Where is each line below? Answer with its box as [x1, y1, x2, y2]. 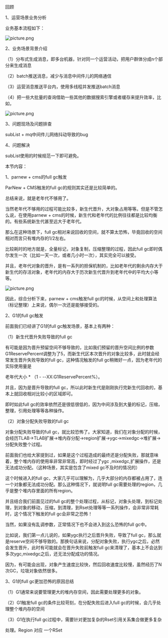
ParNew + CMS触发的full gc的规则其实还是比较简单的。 [5, 185, 120, 191]
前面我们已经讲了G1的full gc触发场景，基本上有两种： [5, 323, 115, 329]
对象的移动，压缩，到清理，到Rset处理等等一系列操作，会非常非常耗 [18, 504, 159, 510]
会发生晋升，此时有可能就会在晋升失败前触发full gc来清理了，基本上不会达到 [5, 544, 162, 550]
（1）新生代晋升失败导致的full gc [5, 334, 72, 340]
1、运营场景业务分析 [5, 15, 46, 21]
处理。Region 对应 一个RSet [5, 627, 62, 633]
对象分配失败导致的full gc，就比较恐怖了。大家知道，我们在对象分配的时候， [5, 429, 162, 435]
